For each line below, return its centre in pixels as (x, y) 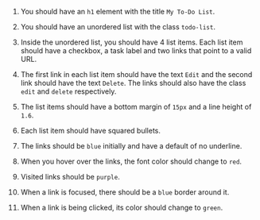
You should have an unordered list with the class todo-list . (118, 27)
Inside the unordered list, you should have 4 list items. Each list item (132, 42)
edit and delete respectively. (68, 91)
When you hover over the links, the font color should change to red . (131, 161)
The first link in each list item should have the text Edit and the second (136, 74)
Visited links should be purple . (70, 177)
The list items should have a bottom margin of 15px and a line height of (136, 107)
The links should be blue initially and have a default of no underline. (131, 146)
